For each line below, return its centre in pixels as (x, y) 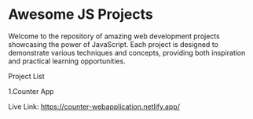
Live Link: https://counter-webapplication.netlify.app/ (94, 106)
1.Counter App (31, 91)
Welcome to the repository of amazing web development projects (114, 36)
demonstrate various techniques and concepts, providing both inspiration (127, 52)
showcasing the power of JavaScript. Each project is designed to (113, 44)
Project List (26, 76)
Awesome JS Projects (81, 14)
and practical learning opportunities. (67, 61)
